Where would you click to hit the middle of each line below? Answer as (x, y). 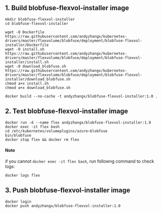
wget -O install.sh (25, 49)
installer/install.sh (27, 62)
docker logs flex (23, 175)
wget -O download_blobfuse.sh (36, 66)
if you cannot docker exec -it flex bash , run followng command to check (80, 161)
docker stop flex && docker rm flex (42, 139)
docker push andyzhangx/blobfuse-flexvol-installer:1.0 (63, 206)
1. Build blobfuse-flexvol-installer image (67, 8)
